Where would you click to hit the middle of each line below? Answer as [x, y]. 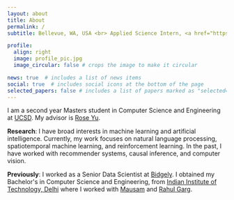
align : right [32, 52]
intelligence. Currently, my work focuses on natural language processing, [112, 139]
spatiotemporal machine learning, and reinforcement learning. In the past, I [115, 146]
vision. [17, 161]
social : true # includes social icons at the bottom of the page [106, 84]
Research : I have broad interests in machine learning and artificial [102, 131]
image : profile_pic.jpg [48, 59]
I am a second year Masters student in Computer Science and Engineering [114, 110]
